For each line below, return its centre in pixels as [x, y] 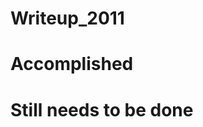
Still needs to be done [102, 109]
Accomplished [72, 64]
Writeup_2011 [67, 18]
